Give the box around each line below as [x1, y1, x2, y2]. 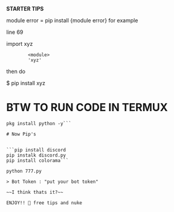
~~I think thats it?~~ [6, 189, 63, 195]
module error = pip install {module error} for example [6, 17, 138, 24]
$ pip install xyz [6, 80, 45, 86]
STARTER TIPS [6, 5, 44, 12]
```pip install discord [6, 147, 66, 153]
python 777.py [6, 168, 42, 174]
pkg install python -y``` [6, 120, 71, 126]
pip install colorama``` [6, 157, 69, 164]
